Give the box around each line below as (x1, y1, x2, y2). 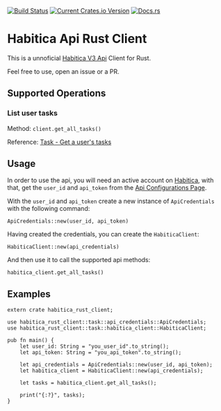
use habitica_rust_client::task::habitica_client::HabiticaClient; (7, 325, 207, 332)
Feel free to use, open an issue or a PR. (7, 67, 120, 76)
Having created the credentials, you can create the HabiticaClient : (7, 230, 199, 239)
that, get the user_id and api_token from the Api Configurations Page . (7, 184, 207, 192)
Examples (7, 288, 51, 300)
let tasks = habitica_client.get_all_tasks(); (19, 380, 157, 387)
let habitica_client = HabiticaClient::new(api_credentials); (19, 367, 204, 375)
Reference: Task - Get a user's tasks (7, 138, 112, 146)
